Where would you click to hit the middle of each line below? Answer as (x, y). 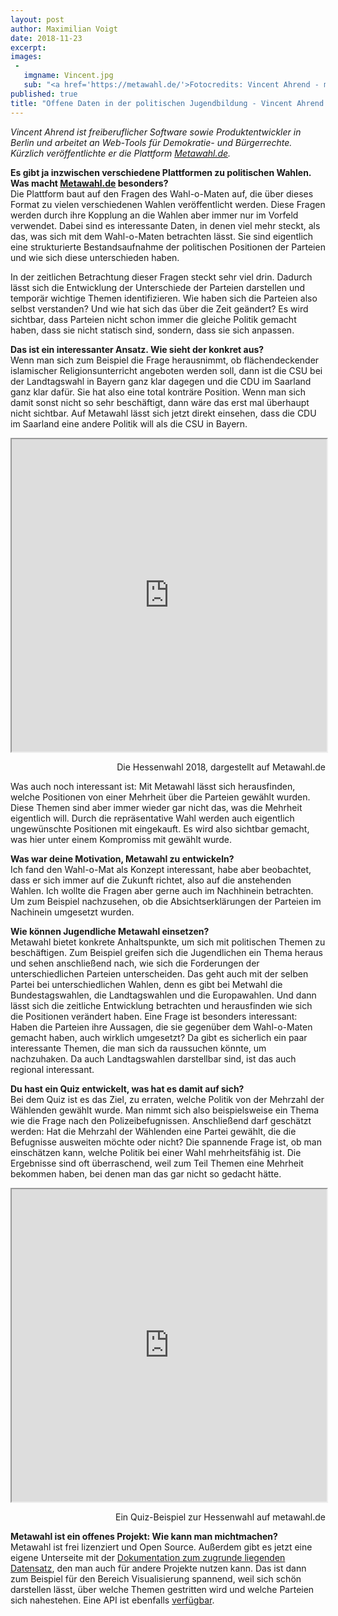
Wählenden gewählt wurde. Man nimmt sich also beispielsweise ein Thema (165, 1110)
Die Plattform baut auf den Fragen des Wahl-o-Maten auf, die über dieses (162, 193)
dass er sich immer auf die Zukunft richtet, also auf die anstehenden (151, 880)
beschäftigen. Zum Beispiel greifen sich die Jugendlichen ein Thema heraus (166, 952)
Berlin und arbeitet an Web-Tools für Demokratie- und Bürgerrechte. (151, 142)
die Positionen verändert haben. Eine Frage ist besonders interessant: (154, 1016)
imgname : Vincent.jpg (68, 76)
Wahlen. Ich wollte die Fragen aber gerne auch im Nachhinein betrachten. (162, 890)
